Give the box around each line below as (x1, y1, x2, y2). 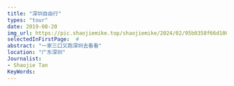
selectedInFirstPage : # (7, 36, 79, 43)
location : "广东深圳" (7, 49, 66, 56)
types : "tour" (7, 17, 49, 24)
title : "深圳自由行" (7, 10, 61, 17)
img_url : (7, 29, 33, 37)
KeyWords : (7, 68, 36, 75)
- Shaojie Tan (7, 62, 49, 69)
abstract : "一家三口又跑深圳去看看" (7, 42, 102, 49)
